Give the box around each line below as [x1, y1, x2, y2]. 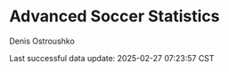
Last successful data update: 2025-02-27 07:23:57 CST [9, 52, 215, 63]
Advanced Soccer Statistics [9, 6, 220, 27]
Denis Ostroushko [9, 36, 76, 46]
